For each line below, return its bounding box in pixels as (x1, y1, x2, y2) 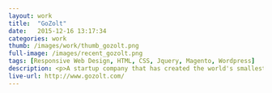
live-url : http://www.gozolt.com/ (8, 72, 125, 80)
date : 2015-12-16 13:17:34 (8, 27, 107, 35)
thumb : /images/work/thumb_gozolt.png (8, 42, 139, 50)
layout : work (8, 11, 53, 20)
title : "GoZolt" (8, 19, 67, 27)
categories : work (8, 34, 67, 43)
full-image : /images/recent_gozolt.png (8, 49, 143, 57)
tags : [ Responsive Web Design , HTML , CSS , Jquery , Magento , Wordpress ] (8, 57, 255, 66)
